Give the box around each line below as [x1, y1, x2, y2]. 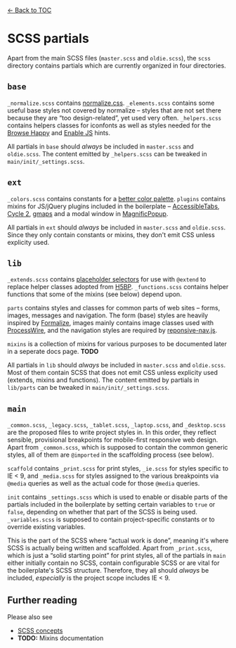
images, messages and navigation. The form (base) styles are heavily [7, 311, 209, 319]
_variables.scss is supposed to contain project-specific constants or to [7, 515, 216, 523]
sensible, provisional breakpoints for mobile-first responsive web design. [7, 436, 218, 444]
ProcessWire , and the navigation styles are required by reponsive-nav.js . [7, 326, 218, 335]
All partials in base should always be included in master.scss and [7, 142, 195, 151]
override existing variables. [7, 523, 86, 531]
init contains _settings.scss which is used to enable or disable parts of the [7, 493, 228, 502]
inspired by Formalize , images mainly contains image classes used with [7, 319, 214, 327]
